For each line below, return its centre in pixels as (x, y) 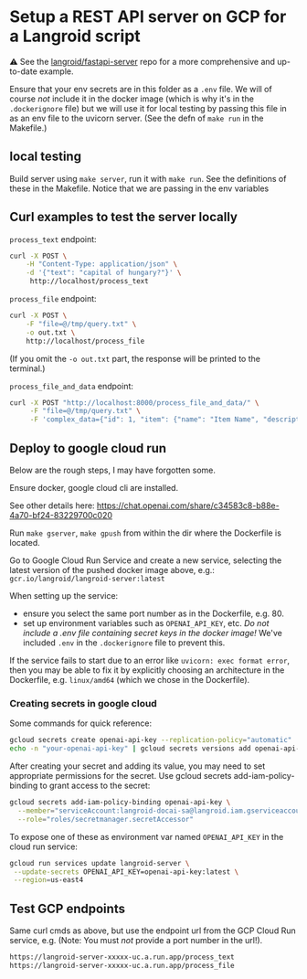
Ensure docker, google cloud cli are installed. (94, 488)
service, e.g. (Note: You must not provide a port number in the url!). (136, 941)
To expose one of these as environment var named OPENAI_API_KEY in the (147, 836)
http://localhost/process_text (89, 282)
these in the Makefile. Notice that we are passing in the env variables (139, 188)
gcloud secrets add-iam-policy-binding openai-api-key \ (120, 803)
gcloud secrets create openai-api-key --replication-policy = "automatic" (151, 740)
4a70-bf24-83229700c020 (61, 515)
